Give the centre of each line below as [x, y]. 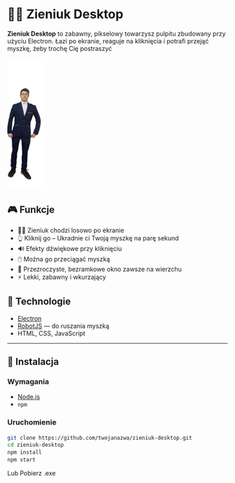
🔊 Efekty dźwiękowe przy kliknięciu [70, 248]
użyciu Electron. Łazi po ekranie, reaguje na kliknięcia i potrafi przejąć [108, 41]
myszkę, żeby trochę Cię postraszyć [60, 48]
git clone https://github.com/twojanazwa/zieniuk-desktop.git [100, 438]
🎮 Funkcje [31, 210]
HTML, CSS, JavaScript [51, 333]
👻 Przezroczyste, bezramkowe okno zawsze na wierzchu [99, 269]
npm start [22, 460]
